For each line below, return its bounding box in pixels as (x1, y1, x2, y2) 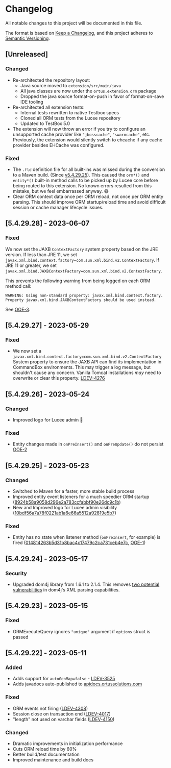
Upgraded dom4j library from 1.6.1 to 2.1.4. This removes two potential (12, 581, 160, 587)
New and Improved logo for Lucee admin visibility (12, 504, 117, 510)
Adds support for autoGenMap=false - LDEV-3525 (12, 676, 115, 682)
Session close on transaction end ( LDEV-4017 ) (12, 710, 111, 717)
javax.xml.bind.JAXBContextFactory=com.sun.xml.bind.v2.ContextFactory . (5, 267, 162, 274)
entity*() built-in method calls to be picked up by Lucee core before (12, 177, 158, 183)
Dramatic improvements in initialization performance (12, 740, 123, 747)
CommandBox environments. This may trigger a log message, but (12, 364, 151, 370)
